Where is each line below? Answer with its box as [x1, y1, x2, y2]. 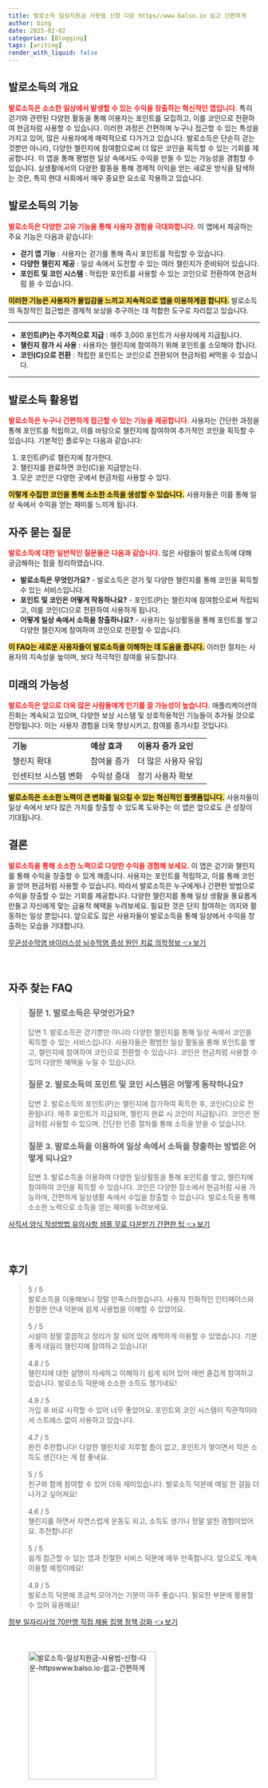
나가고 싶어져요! [27, 1489, 77, 1499]
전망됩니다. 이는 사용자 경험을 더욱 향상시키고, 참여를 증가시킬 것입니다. [8, 720, 230, 730]
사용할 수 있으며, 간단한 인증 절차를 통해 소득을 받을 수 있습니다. [49, 1119, 247, 1128]
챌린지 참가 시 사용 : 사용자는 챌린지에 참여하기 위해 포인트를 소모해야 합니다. [19, 340, 258, 349]
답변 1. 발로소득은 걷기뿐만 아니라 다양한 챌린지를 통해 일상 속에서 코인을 [27, 1027, 253, 1036]
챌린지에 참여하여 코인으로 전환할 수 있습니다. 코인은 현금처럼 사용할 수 [38, 1047, 258, 1056]
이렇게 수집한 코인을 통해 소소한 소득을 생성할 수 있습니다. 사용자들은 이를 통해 [8, 489, 249, 500]
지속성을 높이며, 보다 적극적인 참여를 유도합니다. [29, 653, 179, 662]
